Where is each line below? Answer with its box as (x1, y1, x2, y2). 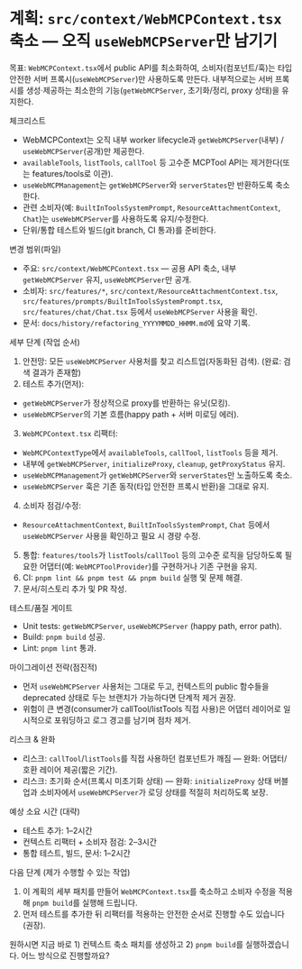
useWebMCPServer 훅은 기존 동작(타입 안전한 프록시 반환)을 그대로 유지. (22, 480, 270, 491)
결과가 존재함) (32, 367, 81, 378)
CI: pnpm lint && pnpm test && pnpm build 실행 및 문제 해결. (22, 571, 243, 582)
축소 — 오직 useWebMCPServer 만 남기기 (9, 31, 278, 51)
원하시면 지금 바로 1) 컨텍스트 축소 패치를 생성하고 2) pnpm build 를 (9, 938, 243, 949)
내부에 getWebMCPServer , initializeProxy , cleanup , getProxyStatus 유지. (22, 458, 286, 469)
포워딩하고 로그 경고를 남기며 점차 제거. (53, 714, 191, 726)
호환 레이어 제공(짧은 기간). (22, 763, 118, 775)
